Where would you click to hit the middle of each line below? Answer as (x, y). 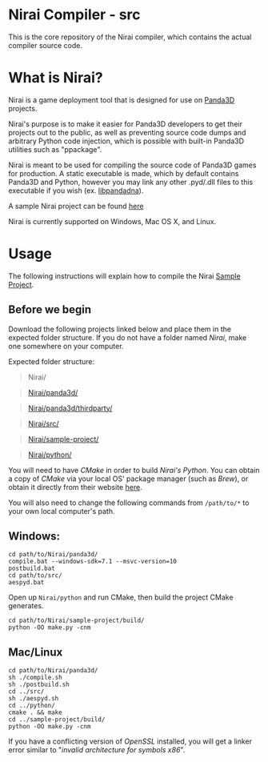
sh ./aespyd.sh (34, 699)
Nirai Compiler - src (75, 15)
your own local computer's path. (62, 511)
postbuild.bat (32, 569)
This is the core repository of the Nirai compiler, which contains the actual (130, 37)
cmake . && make (35, 713)
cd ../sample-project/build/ (57, 720)
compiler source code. (45, 45)
